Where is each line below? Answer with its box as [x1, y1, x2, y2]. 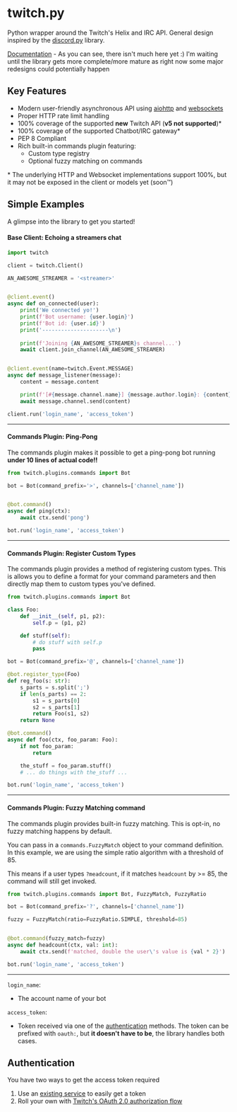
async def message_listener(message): [7, 372, 121, 379]
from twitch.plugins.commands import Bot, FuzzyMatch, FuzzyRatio [7, 890, 207, 898]
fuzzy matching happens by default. [7, 827, 112, 835]
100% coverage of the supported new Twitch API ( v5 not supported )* [17, 119, 222, 127]
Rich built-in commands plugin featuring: [17, 142, 136, 150]
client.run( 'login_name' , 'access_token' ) [7, 411, 134, 418]
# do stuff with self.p [32, 638, 102, 646]
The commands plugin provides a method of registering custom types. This [7, 565, 226, 573]
